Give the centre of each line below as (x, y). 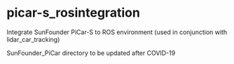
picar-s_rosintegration (74, 13)
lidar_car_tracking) (33, 39)
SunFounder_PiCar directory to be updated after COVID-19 (91, 53)
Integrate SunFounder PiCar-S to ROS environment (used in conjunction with (117, 32)
